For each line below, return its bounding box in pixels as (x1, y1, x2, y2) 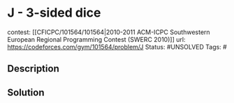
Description (7, 63, 59, 74)
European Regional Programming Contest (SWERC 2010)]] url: (7, 35, 186, 43)
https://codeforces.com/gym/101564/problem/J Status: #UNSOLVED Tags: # (7, 42, 227, 51)
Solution (7, 86, 45, 98)
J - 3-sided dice (7, 5, 101, 21)
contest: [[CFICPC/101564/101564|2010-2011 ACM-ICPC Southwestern (7, 28, 211, 36)
